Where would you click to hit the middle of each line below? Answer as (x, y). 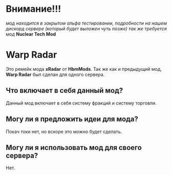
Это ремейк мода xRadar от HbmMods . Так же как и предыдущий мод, (84, 69)
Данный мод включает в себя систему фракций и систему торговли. (81, 103)
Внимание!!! (34, 9)
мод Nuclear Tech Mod (31, 34)
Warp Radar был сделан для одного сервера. (55, 74)
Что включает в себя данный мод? (64, 91)
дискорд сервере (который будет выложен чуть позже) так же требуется (86, 28)
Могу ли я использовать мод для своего (74, 148)
